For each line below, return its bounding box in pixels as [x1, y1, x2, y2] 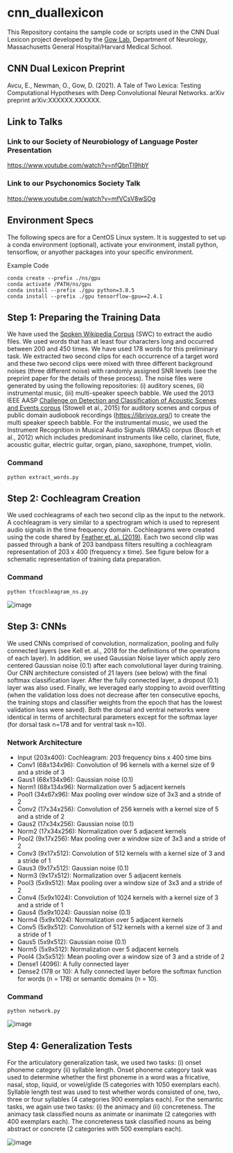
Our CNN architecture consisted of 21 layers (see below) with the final [7, 668, 207, 677]
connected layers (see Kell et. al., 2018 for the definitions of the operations [7, 646, 221, 655]
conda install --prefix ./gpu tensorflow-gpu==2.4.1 [7, 293, 163, 300]
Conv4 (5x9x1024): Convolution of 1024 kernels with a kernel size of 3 [17, 893, 218, 902]
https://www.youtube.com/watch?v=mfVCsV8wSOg [7, 194, 156, 203]
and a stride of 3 [17, 768, 64, 776]
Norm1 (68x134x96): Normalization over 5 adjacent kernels [17, 782, 186, 791]
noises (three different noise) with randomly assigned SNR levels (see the [7, 367, 217, 376]
